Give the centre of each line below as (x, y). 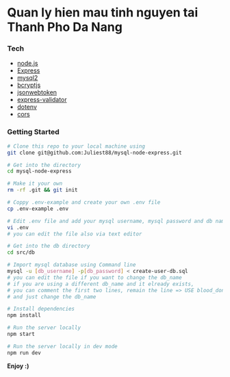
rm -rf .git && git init (42, 190)
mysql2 (27, 78)
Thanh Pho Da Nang (65, 27)
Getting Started (33, 132)
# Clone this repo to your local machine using (76, 146)
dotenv (27, 107)
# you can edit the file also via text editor (75, 234)
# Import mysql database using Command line (72, 265)
